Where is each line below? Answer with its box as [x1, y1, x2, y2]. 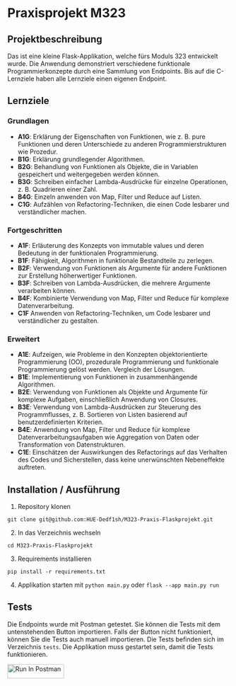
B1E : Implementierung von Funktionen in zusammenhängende [17, 373, 198, 382]
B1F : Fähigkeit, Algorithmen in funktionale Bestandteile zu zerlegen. [17, 256, 214, 265]
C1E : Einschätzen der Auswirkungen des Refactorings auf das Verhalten [17, 448, 228, 457]
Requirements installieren [17, 554, 92, 564]
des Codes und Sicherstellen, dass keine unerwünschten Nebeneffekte [17, 455, 225, 464]
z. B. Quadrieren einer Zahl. [17, 185, 98, 193]
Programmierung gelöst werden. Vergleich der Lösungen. [17, 365, 185, 374]
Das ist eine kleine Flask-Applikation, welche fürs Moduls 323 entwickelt [7, 52, 218, 60]
